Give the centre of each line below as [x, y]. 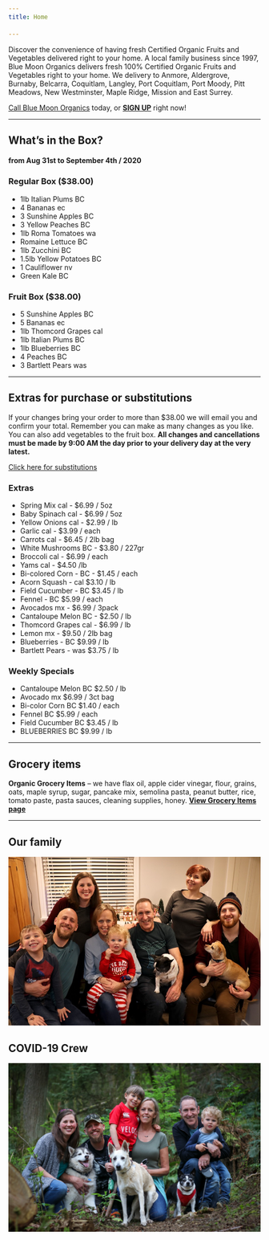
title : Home [28, 17]
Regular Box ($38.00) [51, 182]
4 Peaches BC [43, 357]
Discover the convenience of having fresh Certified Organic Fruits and [124, 49]
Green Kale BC [44, 275]
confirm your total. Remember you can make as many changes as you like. [131, 426]
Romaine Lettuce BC [54, 242]
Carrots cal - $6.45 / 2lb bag [67, 540]
